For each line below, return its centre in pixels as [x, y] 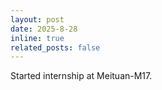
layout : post [37, 19]
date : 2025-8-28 [44, 29]
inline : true [37, 38]
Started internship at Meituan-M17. [81, 76]
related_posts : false [55, 47]
